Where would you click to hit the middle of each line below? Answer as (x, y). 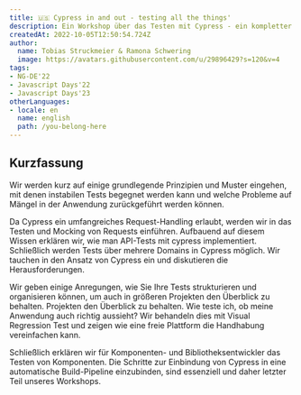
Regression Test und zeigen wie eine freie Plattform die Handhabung (137, 325)
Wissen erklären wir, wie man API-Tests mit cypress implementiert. (133, 241)
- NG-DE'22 (30, 77)
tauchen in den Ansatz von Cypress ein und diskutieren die (119, 260)
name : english (44, 118)
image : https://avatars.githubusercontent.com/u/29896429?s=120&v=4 (149, 60)
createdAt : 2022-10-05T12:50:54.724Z (80, 34)
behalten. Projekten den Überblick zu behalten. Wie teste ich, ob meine (141, 306)
